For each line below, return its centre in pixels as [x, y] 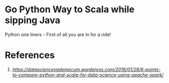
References [30, 55]
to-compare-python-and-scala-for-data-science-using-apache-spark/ [88, 75]
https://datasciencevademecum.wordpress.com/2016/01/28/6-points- [86, 69]
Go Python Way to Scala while [70, 9]
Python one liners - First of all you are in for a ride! [58, 34]
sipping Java [33, 20]
